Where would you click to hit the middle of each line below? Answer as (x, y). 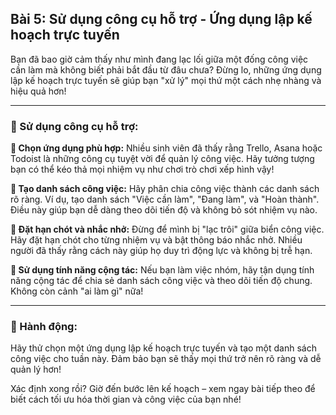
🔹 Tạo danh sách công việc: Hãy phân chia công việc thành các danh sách (165, 189)
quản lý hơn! (36, 369)
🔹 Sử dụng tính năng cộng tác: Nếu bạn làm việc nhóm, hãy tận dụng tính (162, 270)
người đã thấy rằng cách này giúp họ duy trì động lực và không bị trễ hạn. (161, 251)
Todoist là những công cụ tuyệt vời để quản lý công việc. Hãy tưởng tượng (162, 159)
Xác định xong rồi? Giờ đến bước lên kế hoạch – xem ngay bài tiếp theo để (163, 389)
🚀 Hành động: (44, 327)
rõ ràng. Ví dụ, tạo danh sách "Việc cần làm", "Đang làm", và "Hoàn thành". (165, 199)
